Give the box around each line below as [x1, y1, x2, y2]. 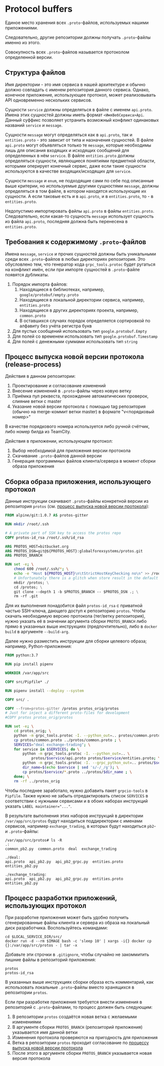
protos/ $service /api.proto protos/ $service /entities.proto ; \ [31, 756, 161, 761]
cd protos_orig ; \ [14, 729, 51, 734]
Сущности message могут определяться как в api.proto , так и [5, 131, 133, 138]
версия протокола [12, 1055, 50, 1062]
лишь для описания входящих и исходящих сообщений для [5, 147, 129, 153]
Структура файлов [5, 69, 66, 77]
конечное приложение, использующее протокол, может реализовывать [5, 92, 156, 98]
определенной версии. [5, 54, 53, 60]
